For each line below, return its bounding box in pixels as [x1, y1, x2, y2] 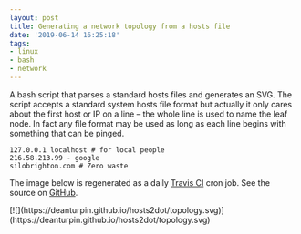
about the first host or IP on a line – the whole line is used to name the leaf [9, 108, 288, 119]
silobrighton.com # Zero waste [9, 161, 129, 170]
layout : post [9, 13, 59, 23]
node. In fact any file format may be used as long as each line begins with [9, 117, 287, 128]
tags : [9, 38, 30, 48]
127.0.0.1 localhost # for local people [9, 145, 166, 155]
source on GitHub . [9, 187, 78, 198]
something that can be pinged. [9, 127, 125, 138]
